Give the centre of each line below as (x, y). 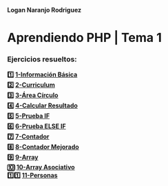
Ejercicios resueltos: (42, 59)
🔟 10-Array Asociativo (41, 167)
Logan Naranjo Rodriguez (44, 10)
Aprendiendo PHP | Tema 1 (84, 38)
